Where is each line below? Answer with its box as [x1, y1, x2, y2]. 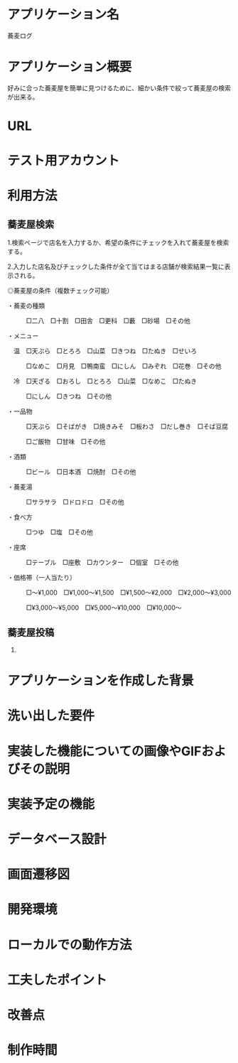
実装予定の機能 [7, 796, 95, 812]
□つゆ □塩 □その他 [26, 528, 94, 536]
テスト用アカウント [7, 153, 120, 169]
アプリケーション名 [7, 6, 119, 23]
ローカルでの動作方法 [7, 937, 133, 953]
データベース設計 [7, 831, 107, 847]
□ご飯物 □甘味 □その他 [26, 438, 106, 446]
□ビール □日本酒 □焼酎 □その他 [26, 468, 136, 476]
